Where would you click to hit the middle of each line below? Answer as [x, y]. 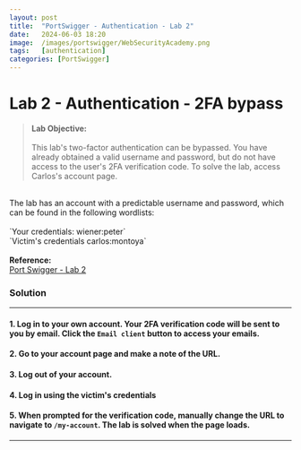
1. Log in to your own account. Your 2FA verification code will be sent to [145, 324]
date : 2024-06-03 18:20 [57, 34]
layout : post [34, 17]
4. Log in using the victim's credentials [83, 394]
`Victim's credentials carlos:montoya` [78, 241]
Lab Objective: [59, 128]
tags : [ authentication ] [57, 51]
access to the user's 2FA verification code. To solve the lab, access [155, 166]
